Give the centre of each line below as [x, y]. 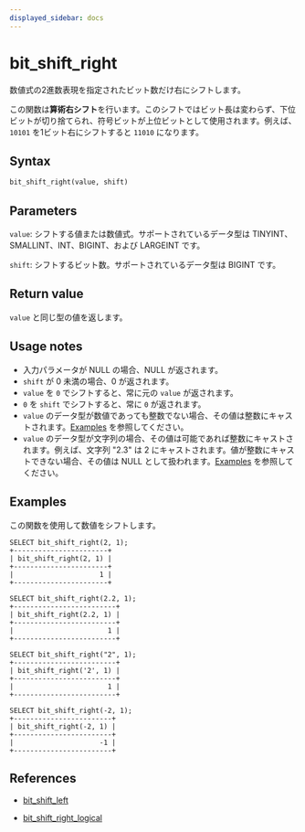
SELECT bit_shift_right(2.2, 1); [73, 598]
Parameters [43, 211]
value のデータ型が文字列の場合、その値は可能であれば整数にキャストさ [158, 438]
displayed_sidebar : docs [57, 18]
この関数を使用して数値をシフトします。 [85, 525]
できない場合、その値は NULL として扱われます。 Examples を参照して [162, 461]
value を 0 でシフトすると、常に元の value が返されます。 [131, 392]
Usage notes [46, 347]
